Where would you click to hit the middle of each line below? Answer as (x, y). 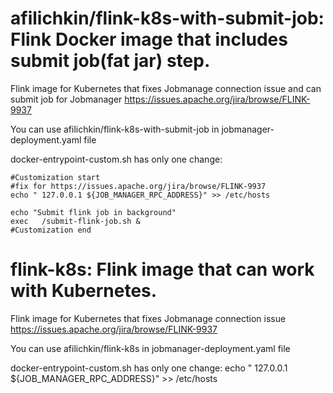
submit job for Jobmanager (66, 99)
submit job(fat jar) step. (110, 61)
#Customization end (51, 230)
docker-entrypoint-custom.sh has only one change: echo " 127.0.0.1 (149, 368)
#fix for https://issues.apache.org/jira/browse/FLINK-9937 (138, 186)
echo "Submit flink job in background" (93, 212)
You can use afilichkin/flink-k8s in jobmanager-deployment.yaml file (150, 348)
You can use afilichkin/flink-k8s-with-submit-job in (115, 129)
